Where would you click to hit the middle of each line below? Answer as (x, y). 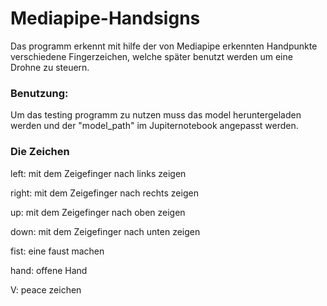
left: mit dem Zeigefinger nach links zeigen (98, 173)
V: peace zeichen (46, 289)
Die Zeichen (40, 152)
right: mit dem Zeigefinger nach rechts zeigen (104, 193)
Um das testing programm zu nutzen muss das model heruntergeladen (156, 115)
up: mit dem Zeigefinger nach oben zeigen (98, 212)
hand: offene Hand (49, 270)
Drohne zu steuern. (50, 67)
